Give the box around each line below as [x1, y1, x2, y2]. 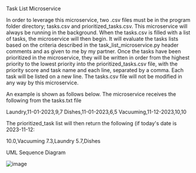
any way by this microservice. [6, 79, 79, 86]
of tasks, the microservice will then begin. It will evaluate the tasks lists [6, 35, 179, 42]
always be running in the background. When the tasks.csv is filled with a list [6, 29, 191, 36]
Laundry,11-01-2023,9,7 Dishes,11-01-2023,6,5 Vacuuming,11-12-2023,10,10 [6, 109, 187, 115]
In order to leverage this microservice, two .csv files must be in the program [6, 17, 191, 23]
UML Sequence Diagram [6, 149, 66, 156]
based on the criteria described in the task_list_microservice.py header [6, 41, 179, 48]
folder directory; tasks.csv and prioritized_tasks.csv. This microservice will [6, 23, 188, 30]
